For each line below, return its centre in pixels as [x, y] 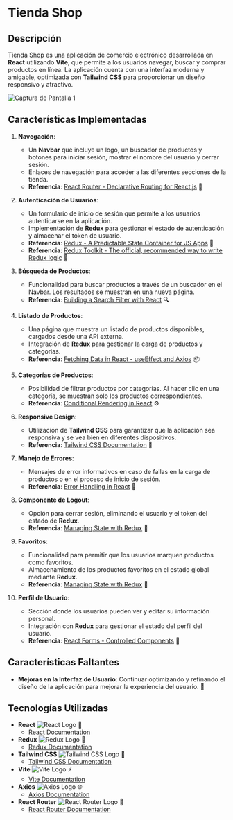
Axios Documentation [59, 794]
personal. [42, 618]
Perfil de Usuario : [44, 597]
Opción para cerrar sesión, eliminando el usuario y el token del [118, 513]
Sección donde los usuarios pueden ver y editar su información [119, 611]
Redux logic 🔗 [48, 257]
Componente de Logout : [53, 500]
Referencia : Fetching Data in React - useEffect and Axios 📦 [114, 359]
